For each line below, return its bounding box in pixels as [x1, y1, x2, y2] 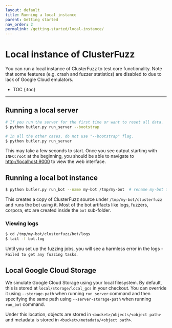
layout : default [5, 7, 40, 13]
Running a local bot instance [5, 173, 98, 182]
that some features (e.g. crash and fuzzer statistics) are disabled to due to [5, 71, 162, 77]
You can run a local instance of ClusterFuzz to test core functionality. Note [5, 66, 162, 72]
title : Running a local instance [5, 12, 77, 17]
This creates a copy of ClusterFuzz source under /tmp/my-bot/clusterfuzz [5, 196, 163, 202]
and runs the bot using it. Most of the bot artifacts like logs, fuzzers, [5, 202, 148, 208]
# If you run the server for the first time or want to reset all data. [5, 119, 164, 125]
